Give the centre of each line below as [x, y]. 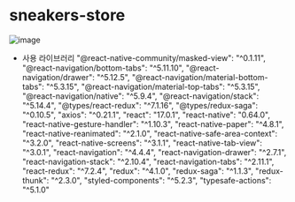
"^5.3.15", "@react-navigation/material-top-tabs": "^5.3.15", [153, 86]
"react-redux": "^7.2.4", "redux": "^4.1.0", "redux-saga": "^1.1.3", [138, 171]
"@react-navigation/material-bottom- [200, 77]
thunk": [35, 180]
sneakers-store [67, 15]
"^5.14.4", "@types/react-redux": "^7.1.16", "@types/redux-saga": [140, 105]
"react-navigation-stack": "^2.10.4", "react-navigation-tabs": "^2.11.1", [148, 161]
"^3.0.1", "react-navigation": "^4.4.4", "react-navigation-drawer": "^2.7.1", [154, 152]
